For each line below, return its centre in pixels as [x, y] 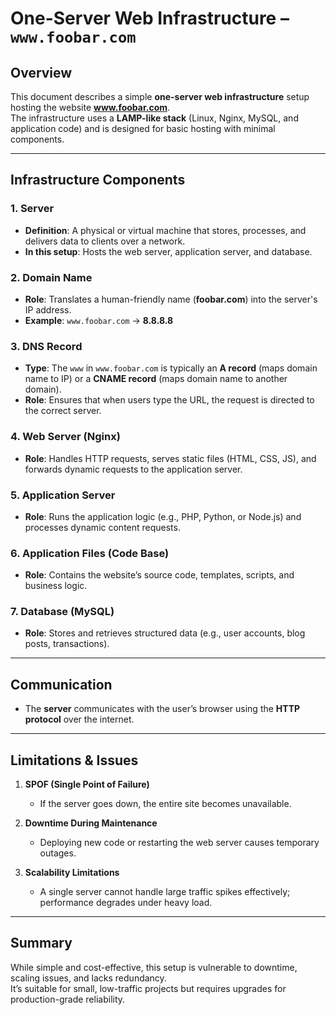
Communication [61, 684]
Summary [41, 943]
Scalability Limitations [72, 873]
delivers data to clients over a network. [105, 241]
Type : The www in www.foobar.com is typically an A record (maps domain [171, 368]
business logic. [56, 586]
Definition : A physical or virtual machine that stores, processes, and [165, 230]
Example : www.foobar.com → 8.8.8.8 [99, 320]
